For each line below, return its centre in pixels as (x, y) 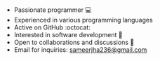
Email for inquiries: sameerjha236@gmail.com (80, 50)
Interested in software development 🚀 (68, 35)
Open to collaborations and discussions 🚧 (74, 42)
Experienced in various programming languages (83, 20)
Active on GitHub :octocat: (52, 27)
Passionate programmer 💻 (53, 10)
